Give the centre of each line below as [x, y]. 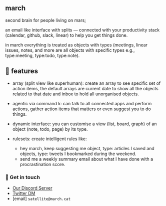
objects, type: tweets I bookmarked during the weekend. [78, 154]
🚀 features [22, 71]
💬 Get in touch [22, 177]
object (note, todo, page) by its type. [50, 129]
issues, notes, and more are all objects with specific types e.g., [70, 50]
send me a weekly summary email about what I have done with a [86, 159]
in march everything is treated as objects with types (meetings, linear [76, 45]
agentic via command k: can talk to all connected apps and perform [82, 103]
